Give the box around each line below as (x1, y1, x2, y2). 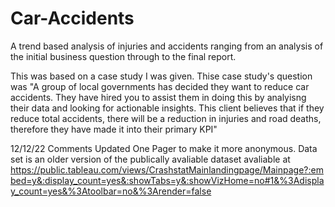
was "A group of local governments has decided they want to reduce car (10, 80, 310, 92)
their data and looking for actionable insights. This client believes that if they (10, 102, 325, 114)
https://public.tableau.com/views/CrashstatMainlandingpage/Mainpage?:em (10, 163, 324, 176)
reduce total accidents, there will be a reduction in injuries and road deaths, (10, 112, 322, 124)
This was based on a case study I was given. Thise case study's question (10, 70, 313, 82)
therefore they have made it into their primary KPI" (10, 123, 218, 135)
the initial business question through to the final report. (10, 50, 237, 62)
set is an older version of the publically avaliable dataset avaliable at (10, 153, 291, 165)
